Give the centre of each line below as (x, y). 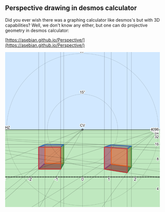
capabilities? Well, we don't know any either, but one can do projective (76, 25)
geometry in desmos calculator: (37, 30)
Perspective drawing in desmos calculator (71, 8)
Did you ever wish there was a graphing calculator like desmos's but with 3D (82, 20)
